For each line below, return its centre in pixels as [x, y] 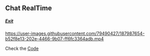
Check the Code [22, 48]
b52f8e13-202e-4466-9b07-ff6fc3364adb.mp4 [54, 39]
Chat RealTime [28, 8]
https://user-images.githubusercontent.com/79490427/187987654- [75, 33]
